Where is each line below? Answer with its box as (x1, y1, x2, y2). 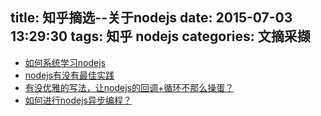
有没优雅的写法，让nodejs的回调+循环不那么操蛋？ (24, 81, 235, 93)
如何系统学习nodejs (24, 56, 106, 68)
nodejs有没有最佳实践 (24, 69, 115, 81)
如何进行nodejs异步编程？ (24, 94, 132, 106)
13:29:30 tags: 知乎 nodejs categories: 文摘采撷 (10, 28, 311, 45)
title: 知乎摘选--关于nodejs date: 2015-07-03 (10, 9, 293, 27)
